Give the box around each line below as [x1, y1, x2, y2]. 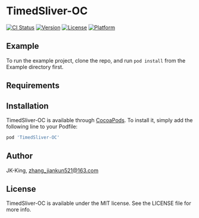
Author [6, 151, 33, 161]
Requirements [6, 80, 60, 91]
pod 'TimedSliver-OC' [6, 134, 60, 141]
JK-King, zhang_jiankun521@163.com [6, 167, 99, 174]
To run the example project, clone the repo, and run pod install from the [6, 57, 186, 64]
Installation [6, 101, 49, 111]
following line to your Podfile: [6, 123, 78, 130]
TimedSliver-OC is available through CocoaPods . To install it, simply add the [6, 116, 193, 123]
